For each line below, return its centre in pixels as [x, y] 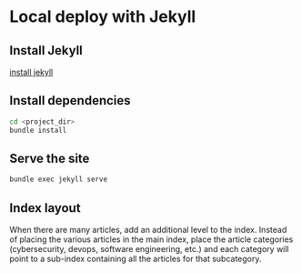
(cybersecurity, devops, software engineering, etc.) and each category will [149, 249]
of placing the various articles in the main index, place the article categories [151, 239]
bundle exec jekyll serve [58, 179]
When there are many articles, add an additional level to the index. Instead [148, 230]
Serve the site [50, 158]
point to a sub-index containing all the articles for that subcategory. [136, 259]
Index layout [45, 208]
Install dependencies [70, 101]
